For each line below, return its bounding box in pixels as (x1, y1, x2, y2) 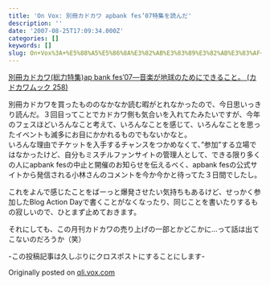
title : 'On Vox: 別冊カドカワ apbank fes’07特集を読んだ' (8, 11, 192, 20)
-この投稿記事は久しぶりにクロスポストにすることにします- (8, 251, 206, 261)
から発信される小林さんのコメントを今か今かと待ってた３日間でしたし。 (22, 170, 262, 180)
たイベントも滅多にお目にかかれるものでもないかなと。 (8, 130, 191, 139)
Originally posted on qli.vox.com (8, 267, 115, 277)
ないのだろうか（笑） (14, 234, 86, 244)
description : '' (8, 19, 63, 27)
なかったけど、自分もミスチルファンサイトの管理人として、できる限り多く (14, 150, 261, 159)
